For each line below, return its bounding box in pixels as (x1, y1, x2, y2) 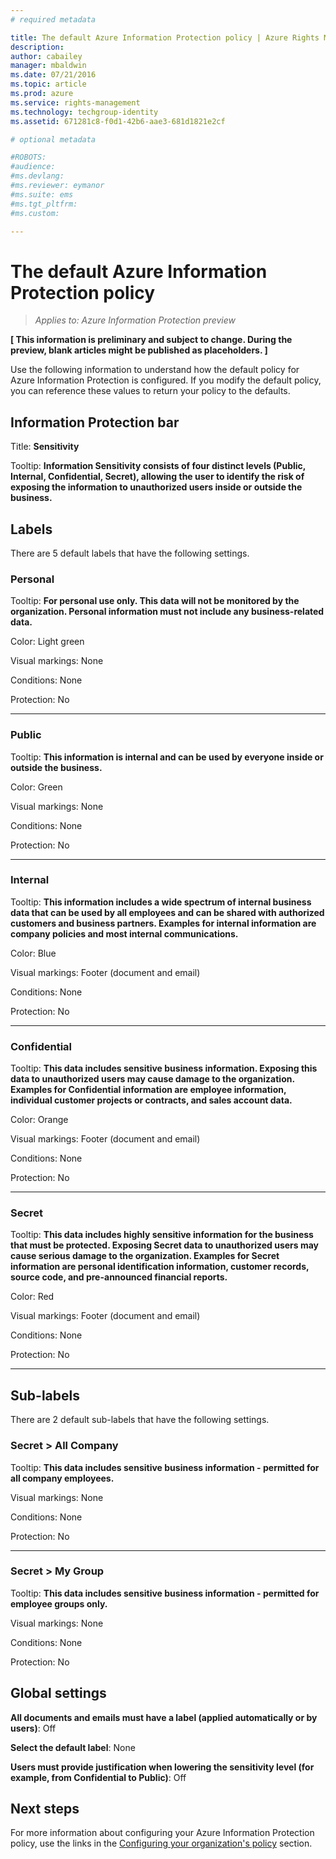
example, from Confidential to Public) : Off (10, 1771, 187, 1783)
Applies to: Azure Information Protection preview (34, 314, 236, 326)
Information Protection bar (10, 414, 180, 431)
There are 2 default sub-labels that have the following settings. (10, 1414, 270, 1426)
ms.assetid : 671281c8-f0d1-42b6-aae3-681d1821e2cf (10, 116, 226, 126)
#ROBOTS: (10, 152, 47, 163)
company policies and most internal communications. (10, 927, 239, 940)
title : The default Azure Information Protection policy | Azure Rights (10, 32, 320, 43)
